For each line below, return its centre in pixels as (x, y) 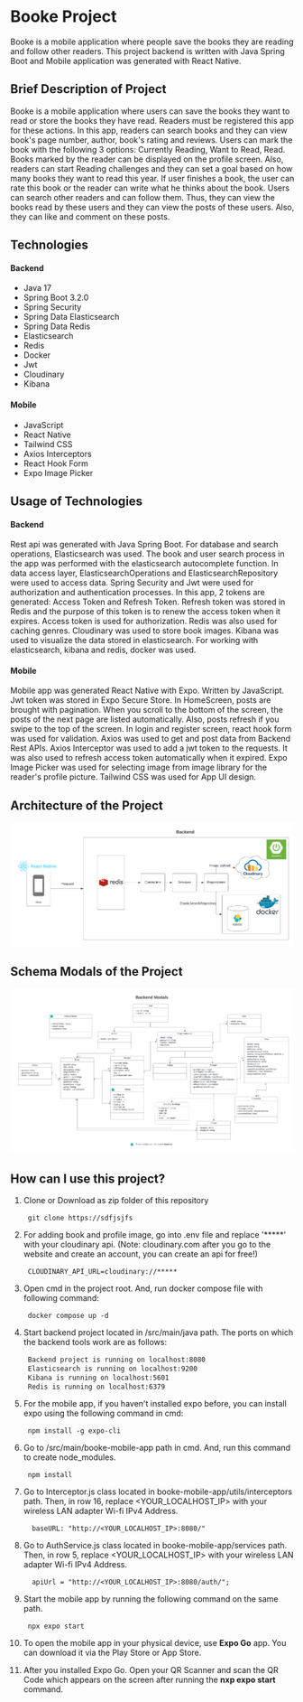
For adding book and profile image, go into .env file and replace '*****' (155, 1235)
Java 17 (37, 288)
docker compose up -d (68, 1316)
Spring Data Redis (57, 326)
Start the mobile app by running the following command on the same (151, 1599)
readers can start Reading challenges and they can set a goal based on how (151, 168)
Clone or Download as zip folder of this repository (116, 1201)
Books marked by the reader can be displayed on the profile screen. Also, (147, 159)
